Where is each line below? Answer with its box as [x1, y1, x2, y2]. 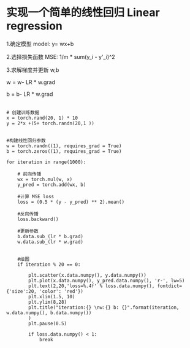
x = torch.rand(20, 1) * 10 [6, 115, 78, 121]
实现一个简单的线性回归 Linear [6, 6, 161, 20]
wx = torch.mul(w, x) [17, 176, 72, 182]
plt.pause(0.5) [28, 320, 67, 327]
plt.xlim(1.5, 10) [28, 293, 75, 300]
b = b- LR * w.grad [6, 90, 53, 98]
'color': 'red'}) [39, 288, 84, 295]
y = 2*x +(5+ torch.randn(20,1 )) [6, 120, 95, 126]
